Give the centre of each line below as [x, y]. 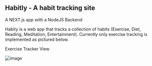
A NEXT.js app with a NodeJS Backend [44, 19]
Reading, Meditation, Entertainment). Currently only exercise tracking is [76, 34]
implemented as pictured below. [37, 39]
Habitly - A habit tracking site [50, 8]
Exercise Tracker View [27, 49]
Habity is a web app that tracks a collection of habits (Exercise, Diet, [73, 29]
